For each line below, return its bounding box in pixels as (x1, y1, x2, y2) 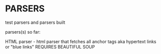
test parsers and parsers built (5, 19, 65, 25)
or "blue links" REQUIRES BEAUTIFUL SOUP (5, 44, 95, 50)
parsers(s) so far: (5, 29, 41, 35)
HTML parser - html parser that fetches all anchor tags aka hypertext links (5, 38, 157, 45)
